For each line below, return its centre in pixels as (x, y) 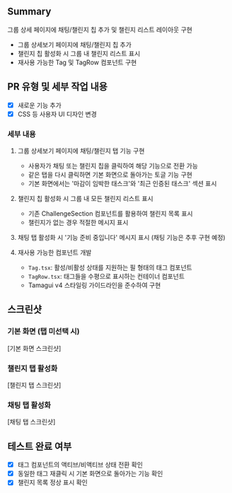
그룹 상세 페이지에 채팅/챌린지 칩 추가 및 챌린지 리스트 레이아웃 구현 (100, 29)
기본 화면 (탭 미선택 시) (43, 332)
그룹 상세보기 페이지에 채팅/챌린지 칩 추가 (75, 45)
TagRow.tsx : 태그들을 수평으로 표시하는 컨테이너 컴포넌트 (106, 277)
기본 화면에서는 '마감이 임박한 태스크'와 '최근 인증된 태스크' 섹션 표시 (122, 184)
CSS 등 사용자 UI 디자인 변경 (57, 114)
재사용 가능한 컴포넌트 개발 (54, 253)
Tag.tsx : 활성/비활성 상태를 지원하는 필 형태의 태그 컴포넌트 (110, 267)
